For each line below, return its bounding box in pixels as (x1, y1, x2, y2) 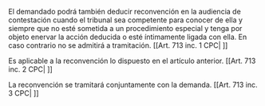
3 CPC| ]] (8, 88, 39, 98)
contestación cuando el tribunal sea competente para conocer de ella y (8, 15, 243, 25)
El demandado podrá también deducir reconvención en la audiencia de (8, 7, 241, 16)
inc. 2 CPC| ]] (8, 65, 53, 74)
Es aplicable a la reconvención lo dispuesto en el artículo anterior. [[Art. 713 (8, 56, 256, 65)
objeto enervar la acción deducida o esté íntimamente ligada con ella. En (8, 32, 247, 41)
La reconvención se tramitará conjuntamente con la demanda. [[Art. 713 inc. (8, 80, 258, 89)
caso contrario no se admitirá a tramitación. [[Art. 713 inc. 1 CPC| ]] (8, 41, 228, 50)
